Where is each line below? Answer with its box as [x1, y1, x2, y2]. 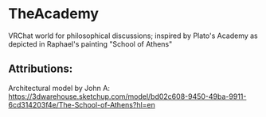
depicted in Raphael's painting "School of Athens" [8, 39, 173, 48]
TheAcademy [8, 5, 100, 23]
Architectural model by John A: [8, 83, 110, 92]
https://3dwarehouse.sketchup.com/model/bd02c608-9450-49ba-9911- [8, 92, 247, 101]
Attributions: [8, 62, 73, 76]
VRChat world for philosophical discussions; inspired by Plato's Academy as [8, 31, 258, 40]
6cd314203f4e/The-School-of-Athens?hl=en [8, 100, 155, 109]
